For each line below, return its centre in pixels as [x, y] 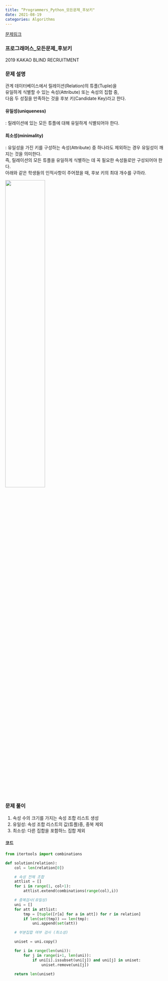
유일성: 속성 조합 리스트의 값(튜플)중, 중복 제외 [58, 824]
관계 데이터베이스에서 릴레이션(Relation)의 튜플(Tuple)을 [61, 86]
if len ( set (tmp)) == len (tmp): [56, 919]
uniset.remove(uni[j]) [65, 965]
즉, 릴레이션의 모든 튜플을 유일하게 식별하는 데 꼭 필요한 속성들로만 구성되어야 [81, 160]
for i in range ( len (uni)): [43, 951]
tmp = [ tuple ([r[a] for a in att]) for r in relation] [82, 914]
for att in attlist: [36, 909]
